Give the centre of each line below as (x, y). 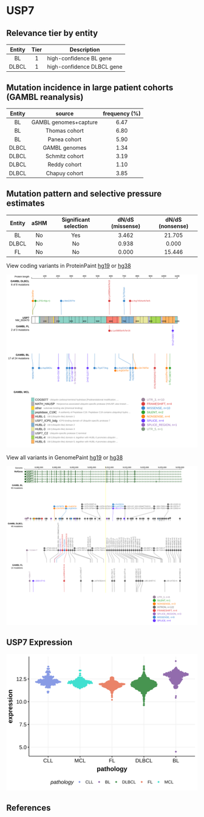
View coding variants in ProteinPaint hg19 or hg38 (69, 265)
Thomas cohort (64, 131)
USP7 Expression (39, 643)
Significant (76, 220)
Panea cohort (65, 139)
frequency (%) (122, 113)
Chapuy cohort (65, 173)
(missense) (126, 226)
